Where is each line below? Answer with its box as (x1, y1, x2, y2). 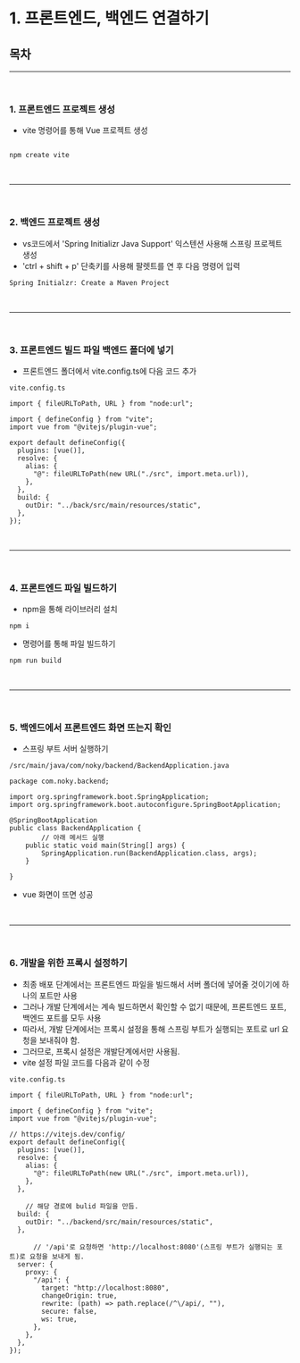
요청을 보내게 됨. (29, 1252, 85, 1261)
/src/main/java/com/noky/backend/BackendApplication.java (9, 761, 229, 770)
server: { (17, 1259, 54, 1269)
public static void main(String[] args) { (25, 841, 186, 850)
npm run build (9, 656, 62, 666)
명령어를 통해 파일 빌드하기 (21, 638, 116, 649)
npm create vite (9, 151, 70, 160)
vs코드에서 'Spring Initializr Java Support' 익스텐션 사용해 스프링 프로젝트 (21, 238, 283, 248)
